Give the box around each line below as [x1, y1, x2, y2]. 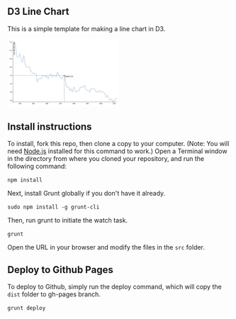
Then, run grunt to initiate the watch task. [7, 216, 128, 225]
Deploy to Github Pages [7, 264, 113, 276]
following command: [7, 162, 67, 171]
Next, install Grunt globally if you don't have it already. [7, 189, 166, 198]
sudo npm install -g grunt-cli [7, 203, 100, 211]
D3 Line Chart [7, 6, 69, 18]
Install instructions [7, 121, 92, 133]
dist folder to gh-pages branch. [7, 290, 101, 298]
